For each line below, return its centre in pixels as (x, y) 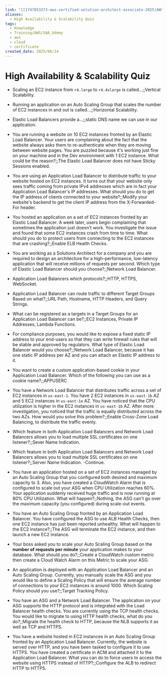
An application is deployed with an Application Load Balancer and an (83, 570)
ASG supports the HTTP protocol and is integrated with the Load (79, 606)
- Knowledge (22, 28)
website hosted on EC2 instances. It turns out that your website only (82, 181)
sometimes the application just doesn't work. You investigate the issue (84, 228)
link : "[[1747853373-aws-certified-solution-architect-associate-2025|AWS (84, 10)
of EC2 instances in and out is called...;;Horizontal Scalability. (75, 110)
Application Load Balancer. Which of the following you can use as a (81, 376)
